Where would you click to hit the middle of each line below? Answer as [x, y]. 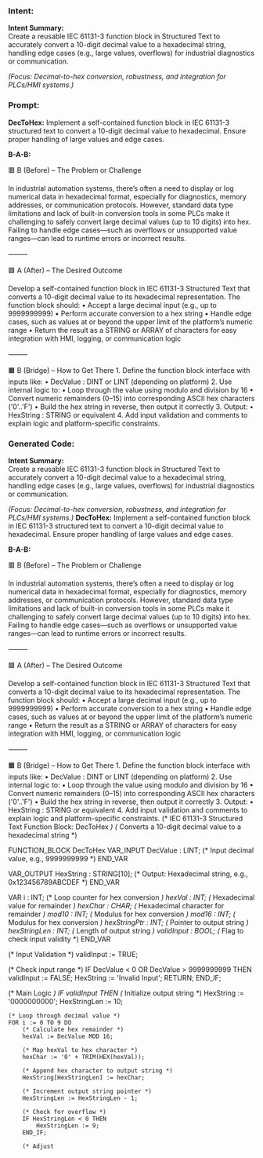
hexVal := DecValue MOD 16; [68, 1036]
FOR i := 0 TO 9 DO [40, 1022]
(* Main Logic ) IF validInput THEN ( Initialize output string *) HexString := [126, 993]
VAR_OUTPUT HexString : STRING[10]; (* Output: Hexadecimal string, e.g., [128, 874]
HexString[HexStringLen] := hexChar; [84, 1077]
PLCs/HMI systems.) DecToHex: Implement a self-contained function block [129, 517]
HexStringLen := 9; [68, 1125]
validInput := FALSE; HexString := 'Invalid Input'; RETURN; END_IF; [115, 977]
